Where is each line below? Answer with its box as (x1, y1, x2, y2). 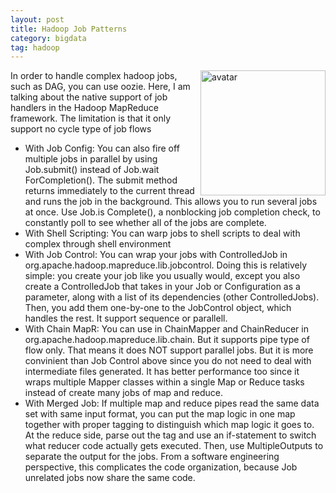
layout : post (10, 14, 65, 25)
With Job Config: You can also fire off (24, 142, 180, 155)
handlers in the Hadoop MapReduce (10, 102, 159, 114)
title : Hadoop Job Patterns (10, 24, 128, 34)
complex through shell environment (24, 238, 172, 250)
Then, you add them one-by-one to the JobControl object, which (24, 302, 292, 314)
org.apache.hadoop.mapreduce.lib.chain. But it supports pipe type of (24, 334, 310, 346)
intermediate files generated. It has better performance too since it (24, 366, 300, 378)
